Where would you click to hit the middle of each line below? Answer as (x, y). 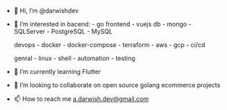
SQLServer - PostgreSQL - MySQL (63, 31)
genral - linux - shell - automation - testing (74, 58)
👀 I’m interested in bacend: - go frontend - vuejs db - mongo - (103, 24)
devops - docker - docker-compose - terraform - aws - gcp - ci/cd (109, 45)
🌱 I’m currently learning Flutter (57, 72)
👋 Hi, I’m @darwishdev (46, 11)
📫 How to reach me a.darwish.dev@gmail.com (81, 99)
